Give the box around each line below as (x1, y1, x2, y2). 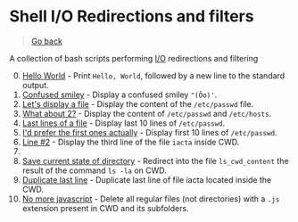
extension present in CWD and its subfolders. (21, 202, 189, 213)
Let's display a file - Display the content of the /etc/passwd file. (21, 98, 254, 109)
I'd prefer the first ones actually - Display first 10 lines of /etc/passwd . (21, 127, 277, 137)
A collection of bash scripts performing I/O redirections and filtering (9, 53, 259, 63)
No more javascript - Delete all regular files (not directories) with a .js (21, 193, 280, 204)
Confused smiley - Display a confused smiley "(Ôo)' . (21, 89, 218, 100)
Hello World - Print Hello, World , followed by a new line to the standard (21, 70, 286, 81)
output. (21, 79, 49, 90)
